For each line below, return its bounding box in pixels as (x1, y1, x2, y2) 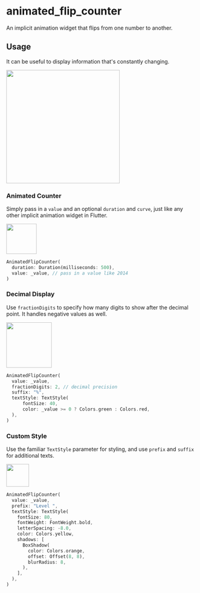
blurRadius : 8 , (28, 559, 66, 565)
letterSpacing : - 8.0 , (17, 525, 71, 531)
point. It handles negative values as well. (6, 310, 108, 317)
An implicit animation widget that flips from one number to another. (6, 24, 173, 31)
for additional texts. (6, 452, 54, 459)
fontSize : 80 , (17, 514, 53, 520)
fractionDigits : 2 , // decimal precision (11, 384, 118, 390)
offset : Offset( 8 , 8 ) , (28, 553, 85, 560)
